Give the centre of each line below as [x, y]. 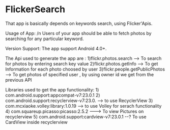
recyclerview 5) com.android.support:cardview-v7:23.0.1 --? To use [76, 117]
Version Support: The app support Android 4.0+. [56, 48]
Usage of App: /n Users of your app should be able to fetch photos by [78, 33]
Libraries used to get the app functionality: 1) [52, 89]
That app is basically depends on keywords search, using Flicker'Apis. [79, 23]
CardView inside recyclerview [36, 122]
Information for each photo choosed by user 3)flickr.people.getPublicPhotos [85, 69]
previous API [19, 80]
